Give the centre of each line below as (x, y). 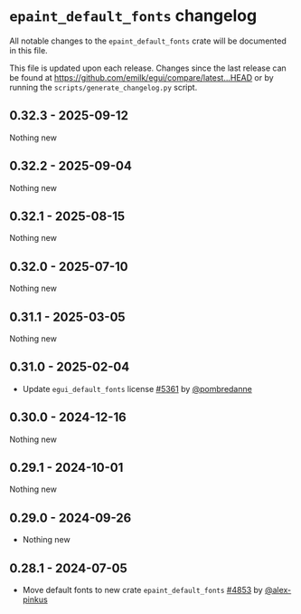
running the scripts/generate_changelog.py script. (103, 87)
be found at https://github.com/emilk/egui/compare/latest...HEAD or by (141, 77)
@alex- (278, 590)
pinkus (35, 600)
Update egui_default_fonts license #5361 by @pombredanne (137, 389)
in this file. (28, 50)
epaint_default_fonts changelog (133, 16)
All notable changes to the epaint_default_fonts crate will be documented (148, 41)
